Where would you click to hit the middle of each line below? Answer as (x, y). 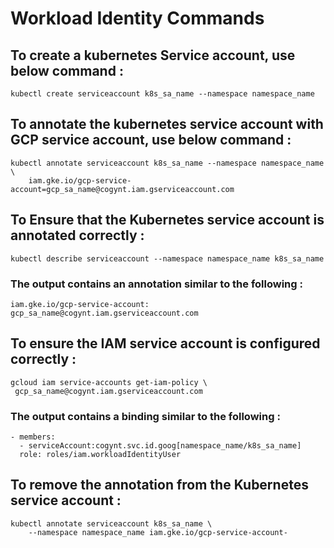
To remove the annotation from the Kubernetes (159, 485)
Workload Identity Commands (137, 18)
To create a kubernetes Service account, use (153, 55)
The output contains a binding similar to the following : (145, 416)
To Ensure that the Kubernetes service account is (167, 220)
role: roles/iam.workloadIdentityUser (100, 455)
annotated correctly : (77, 235)
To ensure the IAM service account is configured (165, 343)
